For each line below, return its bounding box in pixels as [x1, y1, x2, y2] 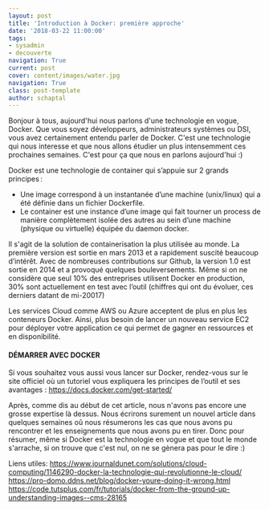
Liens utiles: [8, 459, 48, 468]
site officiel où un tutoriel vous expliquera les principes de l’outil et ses [8, 377, 241, 386]
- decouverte [8, 49, 52, 57]
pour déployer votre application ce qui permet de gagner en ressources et [8, 323, 254, 333]
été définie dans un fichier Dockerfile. [19, 198, 145, 208]
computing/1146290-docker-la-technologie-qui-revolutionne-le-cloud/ [8, 467, 243, 477]
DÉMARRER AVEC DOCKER [8, 350, 100, 360]
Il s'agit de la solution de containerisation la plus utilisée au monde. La [8, 239, 240, 249]
